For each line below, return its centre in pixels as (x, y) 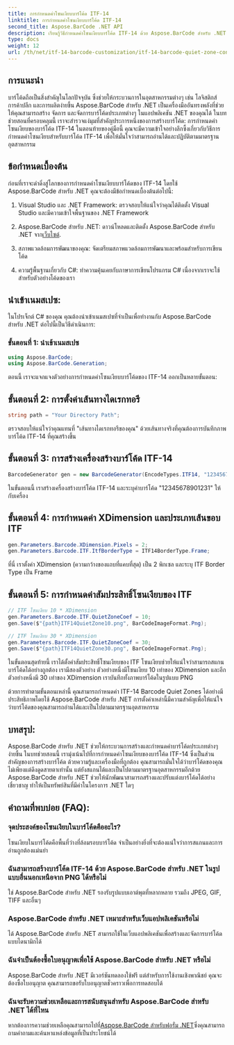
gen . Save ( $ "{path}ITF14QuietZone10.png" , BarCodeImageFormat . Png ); (108, 623)
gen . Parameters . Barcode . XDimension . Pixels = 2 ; (78, 545)
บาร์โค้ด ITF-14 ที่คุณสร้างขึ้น (42, 436)
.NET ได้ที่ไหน (28, 1010)
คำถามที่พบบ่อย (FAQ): (49, 807)
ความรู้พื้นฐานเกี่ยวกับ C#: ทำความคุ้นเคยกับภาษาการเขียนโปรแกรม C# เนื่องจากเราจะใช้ (119, 270)
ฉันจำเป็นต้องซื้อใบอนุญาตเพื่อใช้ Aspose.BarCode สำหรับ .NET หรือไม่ (109, 960)
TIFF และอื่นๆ (24, 901)
